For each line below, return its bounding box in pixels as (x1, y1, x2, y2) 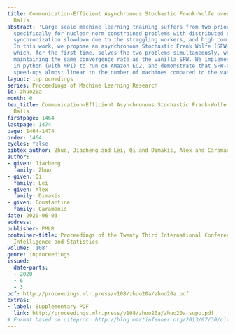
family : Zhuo (13, 166, 52, 174)
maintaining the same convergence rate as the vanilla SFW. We (13, 56, 201, 63)
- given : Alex (7, 186, 49, 193)
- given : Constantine (7, 199, 71, 207)
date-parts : (13, 264, 49, 271)
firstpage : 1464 (7, 114, 55, 121)
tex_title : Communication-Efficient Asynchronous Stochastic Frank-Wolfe (7, 102, 227, 109)
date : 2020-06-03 (7, 212, 58, 219)
